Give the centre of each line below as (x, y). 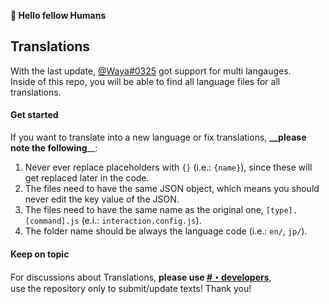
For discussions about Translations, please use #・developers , (141, 277)
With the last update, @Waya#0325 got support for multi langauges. (151, 71)
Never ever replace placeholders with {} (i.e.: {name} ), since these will (168, 167)
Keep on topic (40, 254)
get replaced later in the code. (87, 178)
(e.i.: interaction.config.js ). (141, 221)
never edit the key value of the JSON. (102, 199)
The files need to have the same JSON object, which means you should (172, 189)
